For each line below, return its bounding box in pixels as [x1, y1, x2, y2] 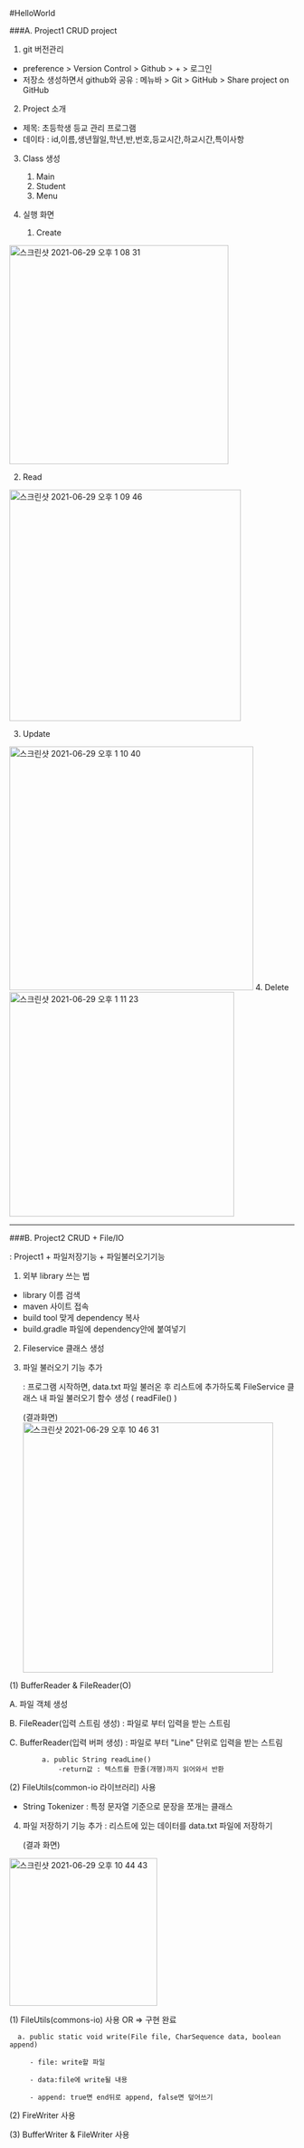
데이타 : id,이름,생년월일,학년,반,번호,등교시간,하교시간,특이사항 [22, 134, 244, 144]
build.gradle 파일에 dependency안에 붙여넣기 [22, 1323, 186, 1334]
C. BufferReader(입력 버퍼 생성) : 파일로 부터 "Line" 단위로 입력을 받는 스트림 [9, 1737, 283, 1748]
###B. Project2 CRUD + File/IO [9, 1233, 125, 1243]
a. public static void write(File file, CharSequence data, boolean [17, 2032, 281, 2041]
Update [22, 729, 51, 739]
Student [35, 181, 66, 191]
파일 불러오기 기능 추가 [22, 1362, 103, 1372]
